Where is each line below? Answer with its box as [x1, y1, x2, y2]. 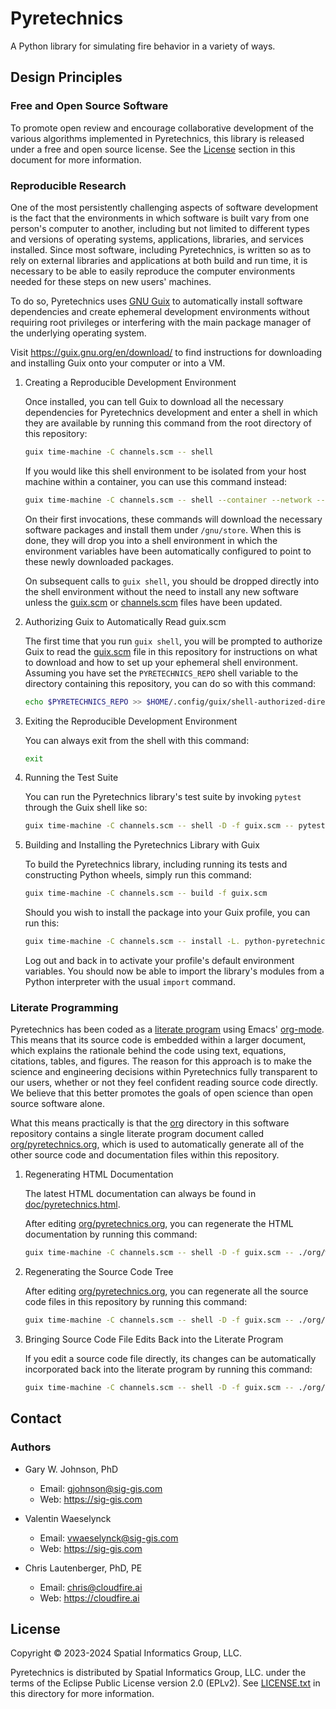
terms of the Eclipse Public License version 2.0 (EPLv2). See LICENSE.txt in [10, 1677, 321, 1689]
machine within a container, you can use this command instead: [24, 475, 288, 487]
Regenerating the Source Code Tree [24, 1266, 174, 1278]
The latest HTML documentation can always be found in [24, 1188, 257, 1200]
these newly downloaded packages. [24, 555, 174, 567]
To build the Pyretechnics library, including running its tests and [24, 858, 288, 871]
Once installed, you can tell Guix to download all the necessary [24, 395, 284, 407]
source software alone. [10, 1098, 106, 1110]
